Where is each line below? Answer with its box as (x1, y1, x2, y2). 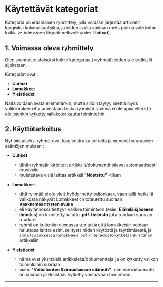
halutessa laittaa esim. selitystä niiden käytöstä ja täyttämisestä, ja (19, 227, 152, 233)
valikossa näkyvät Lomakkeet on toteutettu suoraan (19, 196, 123, 202)
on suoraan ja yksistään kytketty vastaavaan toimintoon (19, 271, 130, 277)
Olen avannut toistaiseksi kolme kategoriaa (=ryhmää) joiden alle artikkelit (5, 57, 153, 63)
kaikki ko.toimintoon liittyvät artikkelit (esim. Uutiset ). (5, 30, 111, 35)
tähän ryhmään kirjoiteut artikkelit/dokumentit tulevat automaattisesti (19, 162, 157, 168)
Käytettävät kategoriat (5, 3, 98, 15)
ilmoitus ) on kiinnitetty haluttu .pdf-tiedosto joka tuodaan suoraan (19, 211, 153, 217)
